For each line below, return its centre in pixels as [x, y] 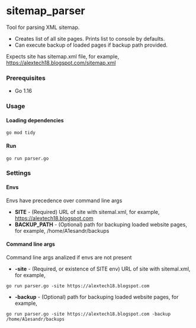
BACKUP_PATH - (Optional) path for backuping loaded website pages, [101, 224]
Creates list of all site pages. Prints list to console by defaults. [90, 38]
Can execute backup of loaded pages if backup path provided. [91, 45]
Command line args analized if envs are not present [69, 257]
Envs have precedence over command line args [64, 200]
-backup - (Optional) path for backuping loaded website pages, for [97, 297]
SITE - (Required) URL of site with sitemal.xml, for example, [87, 212]
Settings [19, 173]
